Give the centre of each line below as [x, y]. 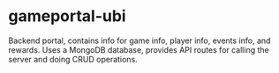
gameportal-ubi [67, 16]
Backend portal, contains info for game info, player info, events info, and [139, 40]
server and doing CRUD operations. [73, 59]
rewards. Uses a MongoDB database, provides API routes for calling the [139, 49]
